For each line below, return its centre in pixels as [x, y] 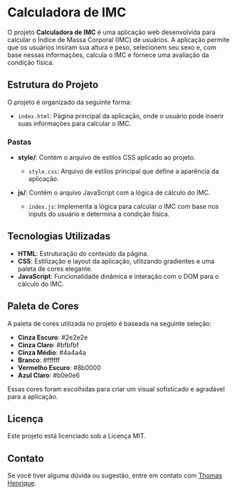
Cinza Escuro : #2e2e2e [53, 337]
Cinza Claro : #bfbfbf [48, 345]
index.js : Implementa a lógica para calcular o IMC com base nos [123, 207]
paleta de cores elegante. [55, 269]
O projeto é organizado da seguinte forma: [69, 102]
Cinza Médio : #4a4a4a [52, 352]
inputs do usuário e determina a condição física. [99, 214]
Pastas [20, 142]
